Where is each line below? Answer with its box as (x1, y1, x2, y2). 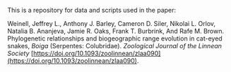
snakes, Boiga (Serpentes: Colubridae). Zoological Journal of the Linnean (7, 42, 223, 50)
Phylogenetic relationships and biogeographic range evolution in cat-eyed (7, 34, 223, 43)
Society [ (7, 49, 34, 57)
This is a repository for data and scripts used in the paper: (7, 6, 177, 14)
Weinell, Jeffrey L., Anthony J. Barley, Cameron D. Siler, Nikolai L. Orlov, (7, 20, 216, 27)
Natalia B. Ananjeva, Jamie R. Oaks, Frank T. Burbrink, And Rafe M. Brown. (7, 27, 225, 35)
